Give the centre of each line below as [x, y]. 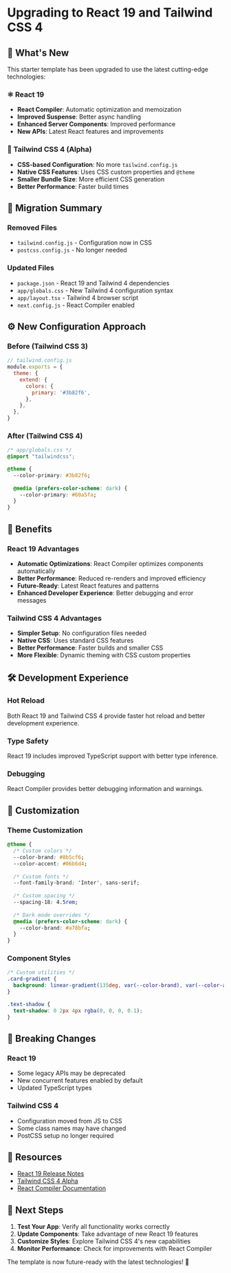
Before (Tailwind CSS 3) [47, 346]
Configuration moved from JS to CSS [69, 1121]
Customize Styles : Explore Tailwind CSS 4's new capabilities [104, 1241]
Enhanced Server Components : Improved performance [96, 124]
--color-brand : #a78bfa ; [55, 928]
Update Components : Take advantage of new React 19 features [108, 1234]
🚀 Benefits [30, 529]
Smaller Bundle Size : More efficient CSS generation [91, 179]
